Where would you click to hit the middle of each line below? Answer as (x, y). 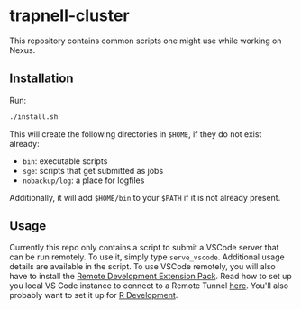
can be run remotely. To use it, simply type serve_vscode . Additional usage (147, 257)
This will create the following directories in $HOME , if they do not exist (136, 134)
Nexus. (23, 50)
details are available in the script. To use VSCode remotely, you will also (143, 267)
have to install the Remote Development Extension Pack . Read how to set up (151, 277)
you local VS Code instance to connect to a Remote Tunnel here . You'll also (149, 286)
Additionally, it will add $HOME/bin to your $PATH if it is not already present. (145, 197)
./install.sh (34, 117)
